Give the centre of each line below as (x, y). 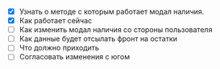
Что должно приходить (59, 48)
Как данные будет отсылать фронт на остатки (98, 39)
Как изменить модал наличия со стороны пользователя (116, 30)
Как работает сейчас (56, 21)
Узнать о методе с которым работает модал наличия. (112, 12)
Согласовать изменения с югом (75, 57)
